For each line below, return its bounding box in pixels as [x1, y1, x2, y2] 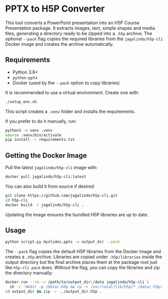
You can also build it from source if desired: [5, 183, 95, 189]
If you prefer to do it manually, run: [5, 118, 77, 124]
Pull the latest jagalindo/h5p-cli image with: [5, 165, 98, 171]
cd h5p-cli [5, 197, 28, 203]
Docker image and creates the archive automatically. [5, 41, 114, 47]
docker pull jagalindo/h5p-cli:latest [5, 174, 86, 179]
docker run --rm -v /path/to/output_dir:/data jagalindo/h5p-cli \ [5, 280, 149, 285]
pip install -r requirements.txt [5, 137, 75, 142]
